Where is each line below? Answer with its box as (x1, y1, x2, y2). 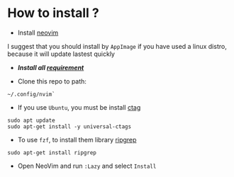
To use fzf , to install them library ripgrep (17, 135, 137, 144)
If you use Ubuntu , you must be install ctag (17, 103, 141, 111)
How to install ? (7, 5, 99, 21)
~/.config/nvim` (7, 91, 55, 98)
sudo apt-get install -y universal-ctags (7, 122, 132, 130)
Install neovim (17, 28, 59, 37)
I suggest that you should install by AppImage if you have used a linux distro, (7, 42, 227, 50)
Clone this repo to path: (17, 76, 87, 86)
